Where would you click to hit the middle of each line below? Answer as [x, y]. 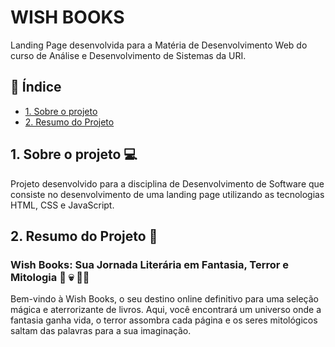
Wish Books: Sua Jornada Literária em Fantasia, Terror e [150, 264]
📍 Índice [36, 87]
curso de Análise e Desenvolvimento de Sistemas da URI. [128, 55]
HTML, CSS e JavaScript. [62, 205]
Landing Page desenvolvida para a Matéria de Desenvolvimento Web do [159, 45]
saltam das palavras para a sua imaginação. [101, 331]
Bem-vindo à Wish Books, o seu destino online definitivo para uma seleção [165, 299]
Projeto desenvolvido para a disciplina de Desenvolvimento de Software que [167, 183]
